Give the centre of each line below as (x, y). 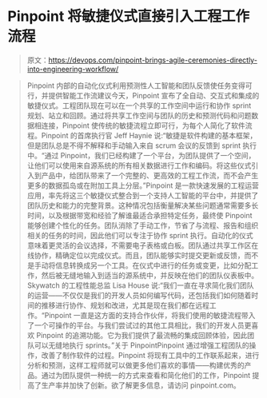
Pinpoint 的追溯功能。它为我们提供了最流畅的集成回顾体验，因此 (142, 335)
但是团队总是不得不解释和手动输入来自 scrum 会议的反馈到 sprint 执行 (142, 145)
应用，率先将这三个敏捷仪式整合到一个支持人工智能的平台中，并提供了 (143, 195)
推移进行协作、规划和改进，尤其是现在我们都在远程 (125, 305)
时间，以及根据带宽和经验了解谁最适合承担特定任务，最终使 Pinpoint (139, 215)
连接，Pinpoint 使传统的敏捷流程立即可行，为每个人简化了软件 (143, 125)
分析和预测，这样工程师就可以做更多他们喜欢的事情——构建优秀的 (135, 365)
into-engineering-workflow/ (73, 69)
